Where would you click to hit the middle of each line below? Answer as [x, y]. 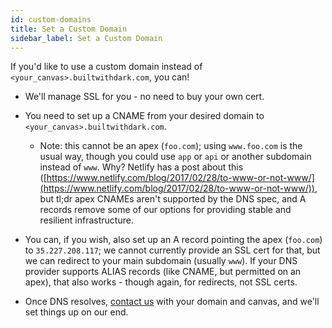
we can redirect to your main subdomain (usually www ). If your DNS [161, 261]
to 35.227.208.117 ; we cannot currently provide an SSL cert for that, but [172, 250]
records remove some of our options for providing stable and [165, 210]
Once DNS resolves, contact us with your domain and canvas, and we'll [172, 302]
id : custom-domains [51, 19]
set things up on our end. [76, 312]
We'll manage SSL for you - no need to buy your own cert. [144, 97]
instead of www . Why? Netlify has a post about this [141, 167]
